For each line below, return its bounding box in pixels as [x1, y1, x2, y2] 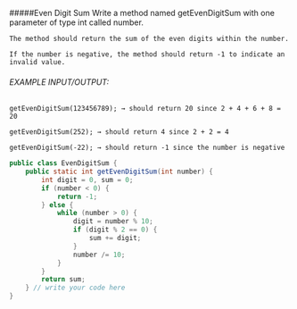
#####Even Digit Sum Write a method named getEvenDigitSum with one [9, 8, 275, 18]
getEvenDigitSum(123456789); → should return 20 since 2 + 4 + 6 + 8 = [9, 104, 281, 113]
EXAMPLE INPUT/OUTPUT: [9, 76, 110, 88]
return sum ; [41, 275, 87, 284]
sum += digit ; [88, 234, 142, 243]
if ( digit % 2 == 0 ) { [72, 225, 158, 235]
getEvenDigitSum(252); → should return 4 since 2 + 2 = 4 [9, 128, 229, 137]
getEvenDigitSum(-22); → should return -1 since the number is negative [9, 143, 285, 153]
